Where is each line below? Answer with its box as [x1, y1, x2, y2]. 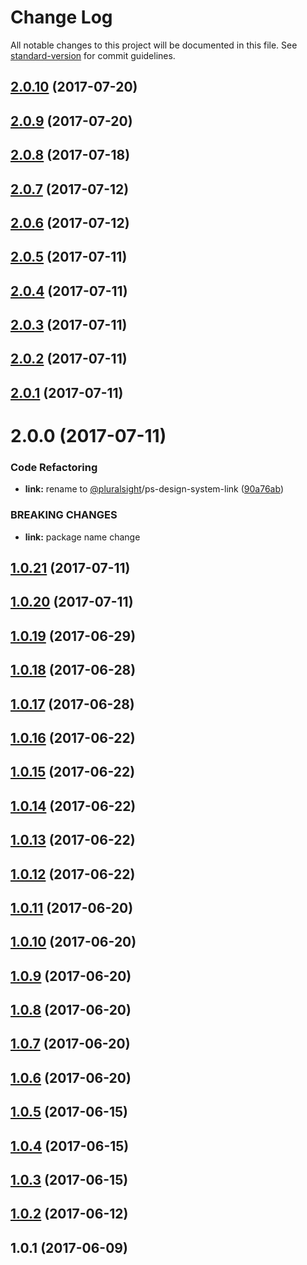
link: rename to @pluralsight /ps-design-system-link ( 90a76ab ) [24, 483, 284, 495]
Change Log [10, 6, 113, 29]
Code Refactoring [10, 460, 98, 474]
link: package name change [24, 531, 141, 543]
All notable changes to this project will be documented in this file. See [10, 39, 298, 51]
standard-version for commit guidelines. [10, 49, 176, 61]
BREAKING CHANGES [10, 508, 118, 522]
